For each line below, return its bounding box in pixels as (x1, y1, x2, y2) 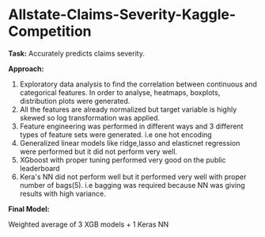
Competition (8, 22, 93, 40)
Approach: (8, 63, 44, 73)
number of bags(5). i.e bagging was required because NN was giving (19, 180, 245, 189)
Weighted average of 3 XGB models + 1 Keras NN (8, 220, 169, 229)
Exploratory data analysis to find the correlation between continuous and (19, 79, 257, 89)
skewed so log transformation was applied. (19, 113, 161, 122)
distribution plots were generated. (19, 96, 131, 105)
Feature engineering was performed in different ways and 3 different (19, 121, 244, 131)
